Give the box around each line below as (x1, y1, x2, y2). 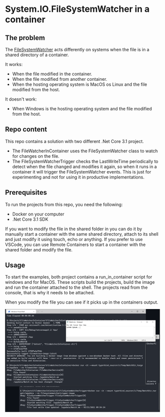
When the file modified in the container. (12, 71, 92, 77)
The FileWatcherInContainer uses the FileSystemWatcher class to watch (12, 148, 158, 154)
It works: (5, 62, 23, 67)
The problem (5, 34, 45, 42)
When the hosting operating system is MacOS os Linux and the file (12, 81, 147, 87)
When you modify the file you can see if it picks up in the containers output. (5, 299, 159, 305)
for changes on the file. (12, 153, 60, 159)
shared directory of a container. (5, 52, 69, 58)
